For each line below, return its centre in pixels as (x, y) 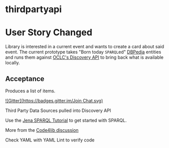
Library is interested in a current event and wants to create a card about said (85, 47)
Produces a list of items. (30, 91)
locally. (13, 63)
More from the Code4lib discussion (42, 130)
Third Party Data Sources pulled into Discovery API (58, 110)
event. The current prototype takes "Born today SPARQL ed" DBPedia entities (83, 52)
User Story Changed (49, 33)
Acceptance (25, 79)
